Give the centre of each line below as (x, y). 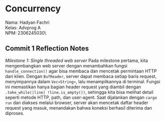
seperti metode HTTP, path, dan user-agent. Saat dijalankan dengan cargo (81, 97)
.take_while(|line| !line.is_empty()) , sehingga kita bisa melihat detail (79, 92)
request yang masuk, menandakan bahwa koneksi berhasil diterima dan (79, 108)
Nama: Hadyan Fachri (27, 22)
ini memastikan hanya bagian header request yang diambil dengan (73, 87)
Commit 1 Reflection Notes (47, 48)
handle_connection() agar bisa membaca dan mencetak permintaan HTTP (81, 71)
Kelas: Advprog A (23, 27)
